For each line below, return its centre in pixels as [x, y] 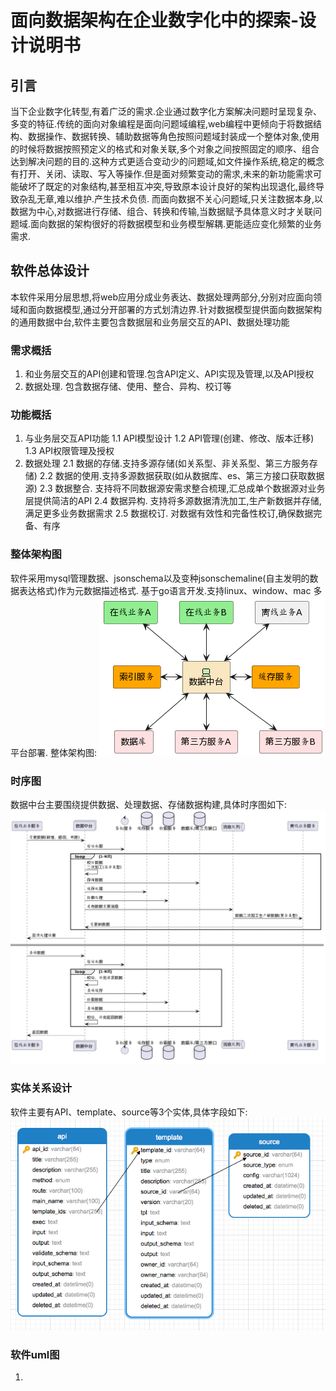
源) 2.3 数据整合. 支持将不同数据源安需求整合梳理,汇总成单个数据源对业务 [175, 488]
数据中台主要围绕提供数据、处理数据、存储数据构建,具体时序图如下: [149, 804]
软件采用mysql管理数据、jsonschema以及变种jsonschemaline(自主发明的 [160, 578]
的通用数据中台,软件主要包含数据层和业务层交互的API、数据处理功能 [150, 322]
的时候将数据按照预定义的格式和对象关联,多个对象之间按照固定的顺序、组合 [165, 149]
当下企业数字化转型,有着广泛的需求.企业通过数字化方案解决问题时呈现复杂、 [166, 111]
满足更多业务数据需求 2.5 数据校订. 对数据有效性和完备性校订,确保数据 [169, 513]
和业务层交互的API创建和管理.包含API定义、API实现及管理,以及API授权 [169, 374]
